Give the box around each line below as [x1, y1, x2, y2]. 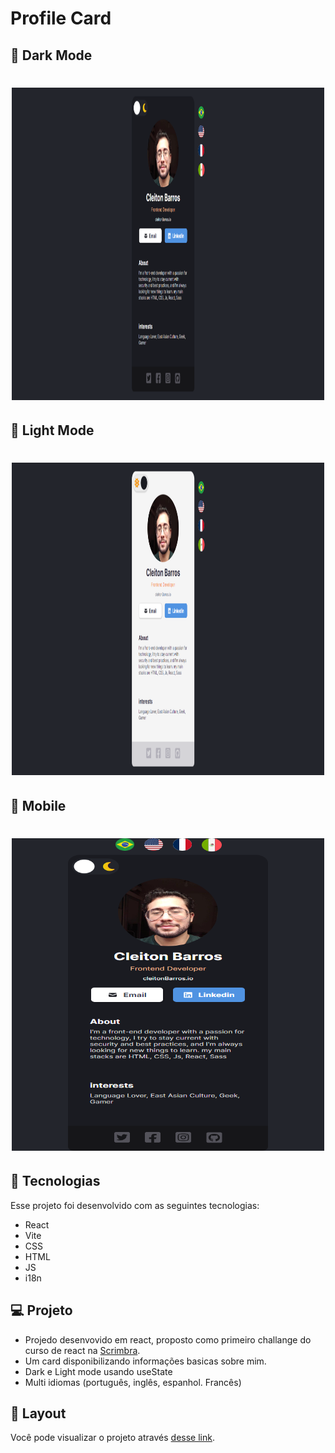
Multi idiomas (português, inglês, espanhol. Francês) [24, 1376, 242, 1388]
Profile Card [10, 7, 112, 30]
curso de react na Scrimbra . [24, 1344, 141, 1356]
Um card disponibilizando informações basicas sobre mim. [24, 1355, 267, 1367]
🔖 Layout [10, 1405, 67, 1422]
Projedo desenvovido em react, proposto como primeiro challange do [24, 1333, 312, 1346]
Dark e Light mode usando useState [24, 1365, 173, 1377]
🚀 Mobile [10, 797, 67, 814]
